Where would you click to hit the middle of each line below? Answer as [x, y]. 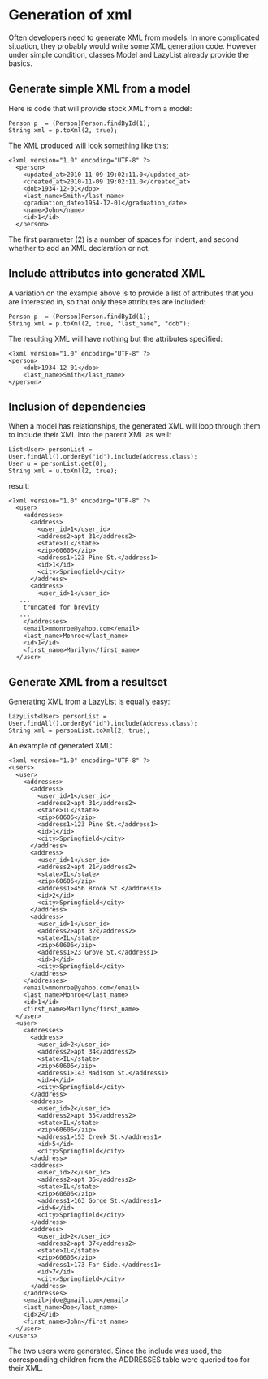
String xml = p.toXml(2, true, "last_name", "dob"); [99, 323]
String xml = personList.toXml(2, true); [80, 731]
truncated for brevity [61, 608]
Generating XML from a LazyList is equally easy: [89, 702]
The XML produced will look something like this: [89, 145]
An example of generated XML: [61, 746]
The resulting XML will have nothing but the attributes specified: [116, 338]
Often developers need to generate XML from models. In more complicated [134, 37]
